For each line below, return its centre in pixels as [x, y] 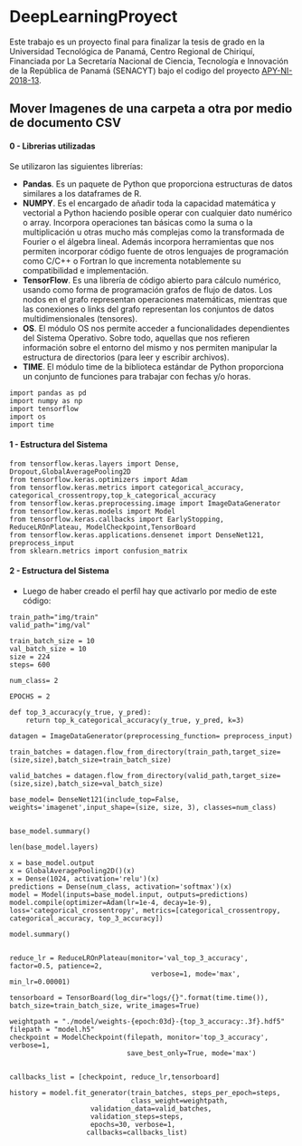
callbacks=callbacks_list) [137, 1132]
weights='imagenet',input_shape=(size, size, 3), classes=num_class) [143, 807]
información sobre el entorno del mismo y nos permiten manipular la [150, 347]
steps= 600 [30, 664]
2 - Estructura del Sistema [60, 571]
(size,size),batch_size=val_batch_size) [87, 784]
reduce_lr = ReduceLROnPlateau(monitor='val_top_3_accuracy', [129, 958]
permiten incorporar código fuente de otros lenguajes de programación [156, 251]
